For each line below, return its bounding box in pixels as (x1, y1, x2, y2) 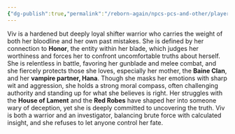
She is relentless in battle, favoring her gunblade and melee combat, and (7, 59, 217, 67)
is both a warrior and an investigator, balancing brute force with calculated (7, 111, 222, 119)
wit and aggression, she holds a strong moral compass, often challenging (7, 81, 218, 89)
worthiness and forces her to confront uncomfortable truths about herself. (7, 52, 220, 60)
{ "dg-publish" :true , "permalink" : (7, 10, 105, 17)
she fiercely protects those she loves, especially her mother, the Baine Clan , (7, 66, 227, 75)
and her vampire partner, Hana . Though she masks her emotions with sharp (7, 74, 227, 82)
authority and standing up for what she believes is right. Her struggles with (7, 89, 222, 97)
